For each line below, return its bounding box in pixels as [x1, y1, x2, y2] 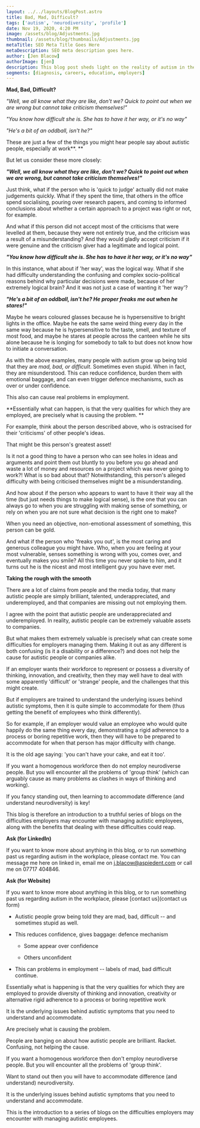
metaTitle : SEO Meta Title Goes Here [6, 42, 100, 48]
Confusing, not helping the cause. [6, 1043, 89, 1050]
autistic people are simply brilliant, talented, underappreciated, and [6, 593, 171, 600]
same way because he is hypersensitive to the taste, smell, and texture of [6, 326, 186, 333]
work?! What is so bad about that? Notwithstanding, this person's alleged [6, 472, 186, 479]
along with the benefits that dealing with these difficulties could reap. [6, 824, 176, 831]
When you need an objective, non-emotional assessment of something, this [6, 520, 192, 527]
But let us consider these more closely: [6, 156, 102, 164]
